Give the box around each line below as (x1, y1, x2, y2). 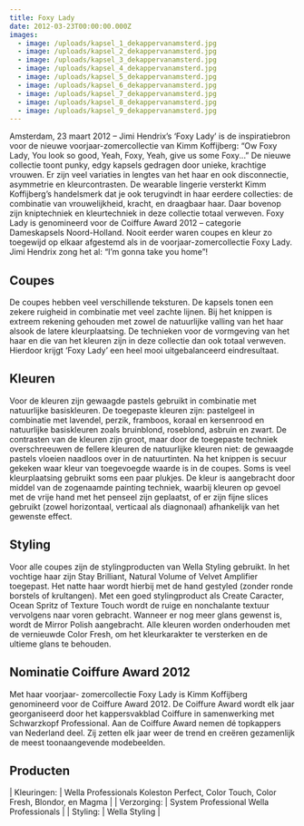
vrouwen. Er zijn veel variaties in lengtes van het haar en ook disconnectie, (9, 170, 289, 180)
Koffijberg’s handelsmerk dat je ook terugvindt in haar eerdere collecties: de (9, 189, 293, 199)
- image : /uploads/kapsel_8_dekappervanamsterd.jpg (17, 97, 218, 107)
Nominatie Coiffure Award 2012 (9, 665, 191, 680)
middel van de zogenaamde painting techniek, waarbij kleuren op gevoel (9, 481, 281, 492)
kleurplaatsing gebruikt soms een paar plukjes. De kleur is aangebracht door (9, 472, 296, 483)
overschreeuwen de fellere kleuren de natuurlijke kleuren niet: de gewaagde (9, 443, 294, 454)
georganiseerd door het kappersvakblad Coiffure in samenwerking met (9, 708, 275, 719)
